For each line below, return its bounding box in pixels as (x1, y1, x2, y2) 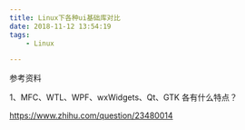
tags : (9, 30, 30, 39)
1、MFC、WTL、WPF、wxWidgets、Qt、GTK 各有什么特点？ (9, 92, 238, 103)
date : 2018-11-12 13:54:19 (9, 22, 112, 31)
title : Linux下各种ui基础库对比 (9, 13, 121, 23)
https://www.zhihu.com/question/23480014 (9, 110, 173, 121)
